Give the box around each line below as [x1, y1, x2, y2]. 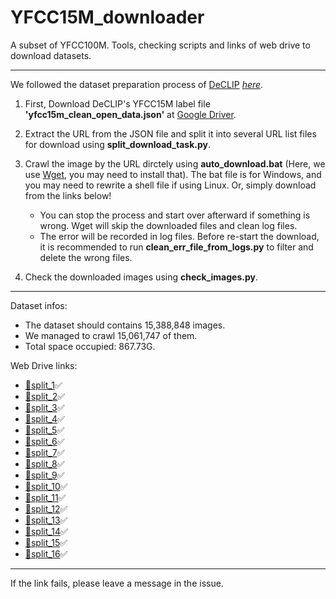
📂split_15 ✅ [24, 536, 68, 548]
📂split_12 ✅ [24, 502, 68, 515]
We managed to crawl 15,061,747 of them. [24, 329, 198, 341]
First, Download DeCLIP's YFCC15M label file [24, 97, 211, 110]
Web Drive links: [10, 359, 78, 371]
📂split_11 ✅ [24, 491, 67, 503]
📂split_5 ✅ [24, 424, 65, 436]
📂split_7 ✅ [24, 446, 65, 458]
